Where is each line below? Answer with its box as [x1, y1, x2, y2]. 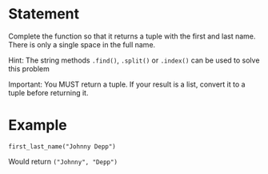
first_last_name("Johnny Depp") [8, 142, 116, 151]
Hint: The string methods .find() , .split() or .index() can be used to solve [8, 55, 260, 65]
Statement [8, 5, 80, 23]
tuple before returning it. [8, 87, 89, 97]
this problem [8, 63, 50, 73]
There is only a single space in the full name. [8, 39, 156, 49]
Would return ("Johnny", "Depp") [8, 156, 118, 166]
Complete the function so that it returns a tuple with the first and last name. [8, 31, 256, 41]
